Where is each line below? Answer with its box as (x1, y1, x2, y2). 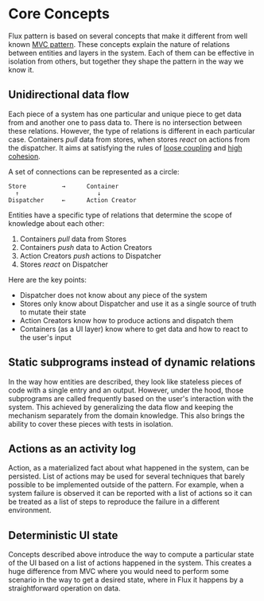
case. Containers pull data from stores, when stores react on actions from (8, 135, 250, 144)
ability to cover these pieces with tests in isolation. (8, 419, 173, 428)
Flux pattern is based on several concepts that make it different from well (8, 31, 248, 41)
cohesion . (8, 151, 41, 161)
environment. (8, 505, 52, 515)
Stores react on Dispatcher (19, 260, 109, 269)
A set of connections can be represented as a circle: (8, 166, 181, 176)
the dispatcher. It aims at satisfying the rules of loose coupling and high (8, 142, 243, 152)
